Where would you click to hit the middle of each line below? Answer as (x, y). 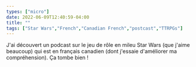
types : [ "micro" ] (28, 12)
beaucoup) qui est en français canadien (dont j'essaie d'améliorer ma (92, 52)
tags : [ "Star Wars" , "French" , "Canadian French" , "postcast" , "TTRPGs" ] (95, 28)
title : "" (19, 23)
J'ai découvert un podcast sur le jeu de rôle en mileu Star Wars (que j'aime (98, 45)
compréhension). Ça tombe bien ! (47, 58)
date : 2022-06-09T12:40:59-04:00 (48, 17)
